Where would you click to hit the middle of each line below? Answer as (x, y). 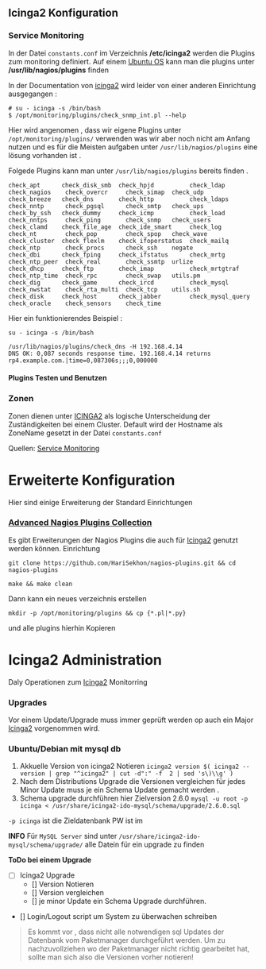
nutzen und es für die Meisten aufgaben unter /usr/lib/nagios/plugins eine (133, 147)
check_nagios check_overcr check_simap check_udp (106, 192)
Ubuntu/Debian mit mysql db (65, 748)
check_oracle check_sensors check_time (85, 303)
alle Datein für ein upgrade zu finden (145, 844)
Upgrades (28, 702)
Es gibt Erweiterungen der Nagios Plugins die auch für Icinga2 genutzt (123, 540)
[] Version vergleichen (68, 893)
